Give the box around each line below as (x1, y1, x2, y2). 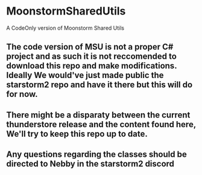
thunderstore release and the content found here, (6, 119, 196, 130)
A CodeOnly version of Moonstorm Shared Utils (6, 24, 125, 31)
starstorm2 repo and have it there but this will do (6, 80, 193, 90)
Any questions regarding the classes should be (6, 150, 187, 160)
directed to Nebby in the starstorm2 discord (6, 159, 175, 169)
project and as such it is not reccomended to (6, 51, 177, 62)
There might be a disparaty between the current (6, 110, 191, 120)
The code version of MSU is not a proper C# (6, 42, 174, 52)
